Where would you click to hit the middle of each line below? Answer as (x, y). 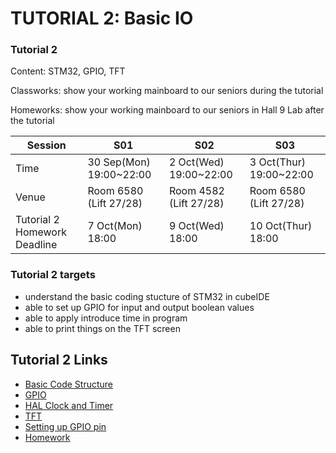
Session (46, 145)
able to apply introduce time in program (106, 318)
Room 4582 (196, 191)
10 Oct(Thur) (281, 226)
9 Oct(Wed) (196, 226)
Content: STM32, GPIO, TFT (68, 71)
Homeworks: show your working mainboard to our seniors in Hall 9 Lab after (167, 110)
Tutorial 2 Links (59, 360)
